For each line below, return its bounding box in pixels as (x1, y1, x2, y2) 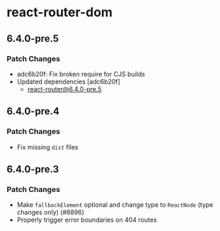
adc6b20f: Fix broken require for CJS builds (16, 69, 146, 78)
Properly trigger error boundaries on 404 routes (16, 215, 157, 224)
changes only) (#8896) (16, 208, 85, 217)
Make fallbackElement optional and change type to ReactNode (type (16, 201, 214, 209)
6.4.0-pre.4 (6, 106, 59, 118)
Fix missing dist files (16, 142, 79, 151)
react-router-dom (6, 4, 113, 21)
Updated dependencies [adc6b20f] (16, 77, 121, 86)
